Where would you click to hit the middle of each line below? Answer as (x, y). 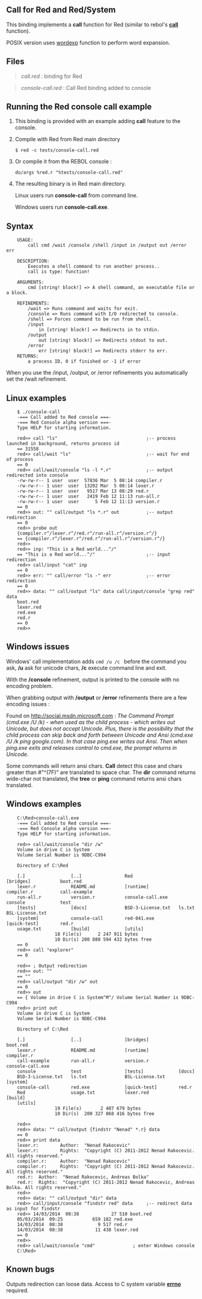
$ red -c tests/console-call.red (57, 150)
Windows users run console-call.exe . (62, 207)
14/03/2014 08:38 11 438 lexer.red (78, 1230)
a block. (17, 293)
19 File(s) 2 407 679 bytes (98, 1108)
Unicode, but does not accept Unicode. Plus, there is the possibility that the (100, 728)
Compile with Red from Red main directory (67, 139)
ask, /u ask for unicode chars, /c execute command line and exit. (87, 668)
